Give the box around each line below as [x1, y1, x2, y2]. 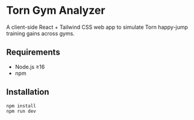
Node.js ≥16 [14, 63, 45, 70]
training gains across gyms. [6, 29, 75, 37]
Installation [6, 87, 49, 97]
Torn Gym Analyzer [6, 4, 105, 17]
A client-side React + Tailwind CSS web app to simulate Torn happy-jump [6, 23, 189, 31]
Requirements [6, 47, 60, 58]
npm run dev [6, 109, 36, 115]
